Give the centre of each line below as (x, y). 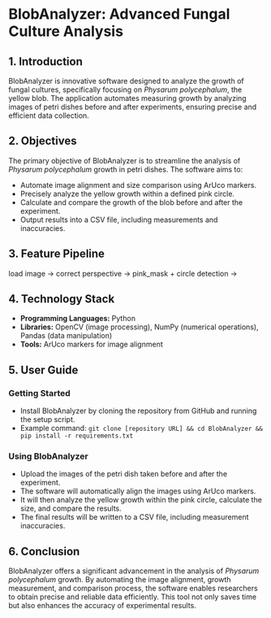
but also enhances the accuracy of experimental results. (102, 606)
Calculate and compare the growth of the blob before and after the (131, 202)
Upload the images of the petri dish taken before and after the (124, 474)
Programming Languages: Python (78, 319)
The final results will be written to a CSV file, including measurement (134, 517)
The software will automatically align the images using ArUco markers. (138, 491)
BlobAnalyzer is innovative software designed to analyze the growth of (127, 81)
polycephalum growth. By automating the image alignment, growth (120, 580)
